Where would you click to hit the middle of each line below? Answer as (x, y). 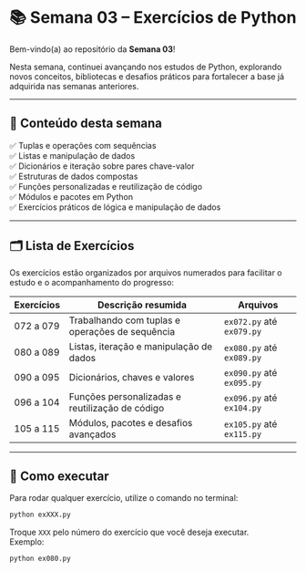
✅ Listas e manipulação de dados (72, 155)
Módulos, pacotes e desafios (131, 422)
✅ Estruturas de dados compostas (74, 176)
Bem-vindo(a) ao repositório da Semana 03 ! (92, 49)
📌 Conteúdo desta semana (86, 124)
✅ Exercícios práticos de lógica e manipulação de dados (115, 207)
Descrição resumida (142, 305)
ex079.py (243, 331)
